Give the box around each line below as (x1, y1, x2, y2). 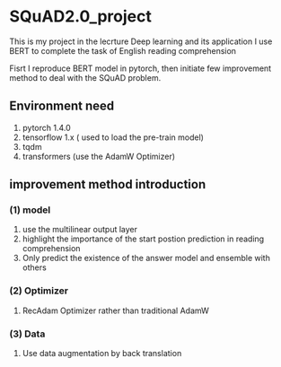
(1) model (9, 204, 51, 216)
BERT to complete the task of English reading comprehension (9, 45, 236, 56)
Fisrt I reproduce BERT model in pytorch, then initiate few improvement (9, 63, 272, 74)
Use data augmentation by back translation (22, 348, 182, 359)
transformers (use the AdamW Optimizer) (22, 151, 176, 162)
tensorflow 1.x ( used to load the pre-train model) (22, 132, 205, 143)
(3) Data (9, 328, 46, 340)
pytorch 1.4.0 (22, 122, 72, 133)
